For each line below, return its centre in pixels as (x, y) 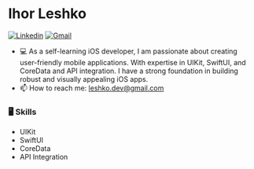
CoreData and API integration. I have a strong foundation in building (129, 71)
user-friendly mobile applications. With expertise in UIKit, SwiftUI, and (133, 62)
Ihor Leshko (47, 14)
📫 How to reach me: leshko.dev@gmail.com (92, 88)
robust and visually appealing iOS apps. (84, 79)
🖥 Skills (22, 112)
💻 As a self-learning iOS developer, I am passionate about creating (128, 51)
